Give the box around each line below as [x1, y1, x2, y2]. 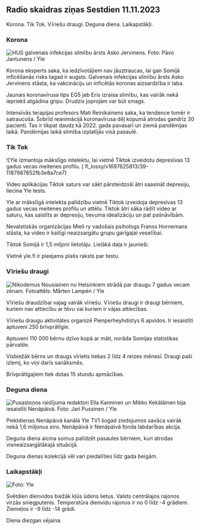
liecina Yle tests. [6, 187, 47, 195]
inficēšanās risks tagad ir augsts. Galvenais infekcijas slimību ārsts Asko [6, 73, 184, 81]
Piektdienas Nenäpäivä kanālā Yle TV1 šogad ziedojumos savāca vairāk [6, 417, 182, 424]
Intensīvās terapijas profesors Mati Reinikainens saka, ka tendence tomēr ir [6, 109, 191, 116]
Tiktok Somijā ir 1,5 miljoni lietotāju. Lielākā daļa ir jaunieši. [6, 241, 149, 248]
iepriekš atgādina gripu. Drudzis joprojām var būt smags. [6, 98, 146, 105]
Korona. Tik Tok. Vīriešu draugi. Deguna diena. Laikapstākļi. [6, 20, 153, 27]
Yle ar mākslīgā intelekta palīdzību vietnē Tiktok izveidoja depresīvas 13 [6, 199, 183, 206]
